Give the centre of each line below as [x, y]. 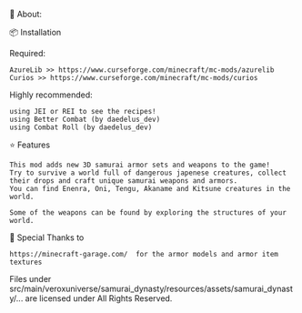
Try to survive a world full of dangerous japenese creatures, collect [148, 173]
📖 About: [26, 14]
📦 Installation [35, 32]
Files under [30, 279]
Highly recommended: [51, 95]
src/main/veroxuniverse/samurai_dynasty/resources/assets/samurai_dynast [151, 288]
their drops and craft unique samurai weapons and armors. [124, 181]
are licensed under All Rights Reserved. [99, 298]
